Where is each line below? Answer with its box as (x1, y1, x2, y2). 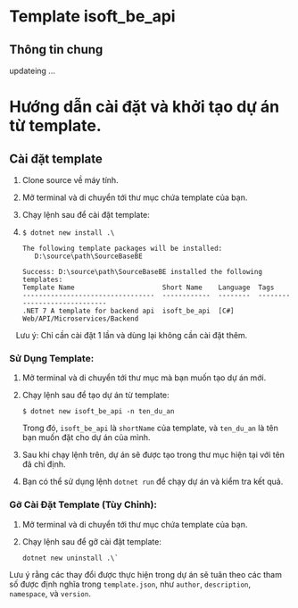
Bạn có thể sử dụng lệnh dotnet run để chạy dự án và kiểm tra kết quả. (21, 476, 284, 487)
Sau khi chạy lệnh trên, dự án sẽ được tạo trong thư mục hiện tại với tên (21, 449, 286, 461)
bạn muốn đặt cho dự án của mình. (21, 432, 151, 443)
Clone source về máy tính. (21, 175, 119, 185)
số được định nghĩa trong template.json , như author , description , (9, 579, 252, 589)
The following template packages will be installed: (21, 244, 223, 253)
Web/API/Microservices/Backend (21, 314, 139, 323)
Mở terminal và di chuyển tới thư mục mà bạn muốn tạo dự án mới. (21, 372, 267, 383)
